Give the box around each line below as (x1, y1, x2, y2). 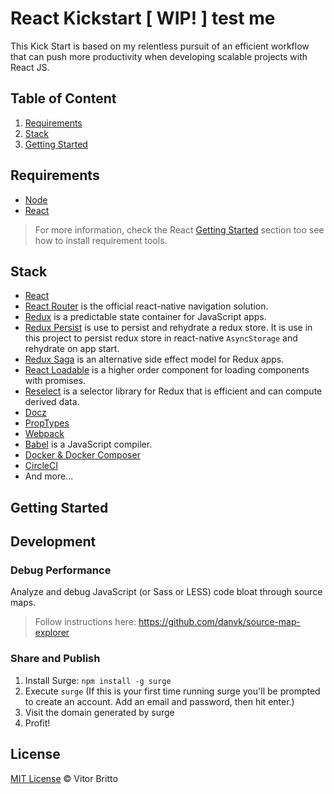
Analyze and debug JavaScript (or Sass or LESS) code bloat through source (10, 586, 323, 598)
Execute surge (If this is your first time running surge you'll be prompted (24, 685, 321, 697)
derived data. (24, 396, 80, 408)
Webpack (24, 428, 65, 440)
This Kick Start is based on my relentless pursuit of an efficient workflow (10, 40, 310, 52)
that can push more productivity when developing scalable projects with (10, 50, 308, 62)
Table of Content (10, 90, 117, 107)
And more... (24, 470, 74, 482)
